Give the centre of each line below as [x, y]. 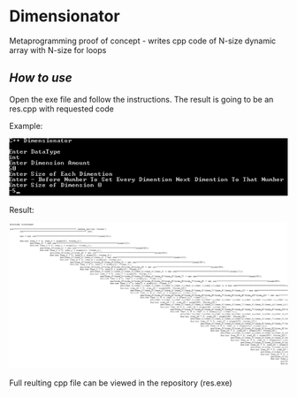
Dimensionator [65, 16]
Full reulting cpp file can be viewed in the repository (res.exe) [121, 383]
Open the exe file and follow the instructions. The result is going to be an [141, 99]
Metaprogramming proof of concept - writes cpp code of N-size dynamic [143, 41]
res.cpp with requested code [62, 109]
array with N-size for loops [58, 50]
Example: [26, 126]
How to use [41, 78]
